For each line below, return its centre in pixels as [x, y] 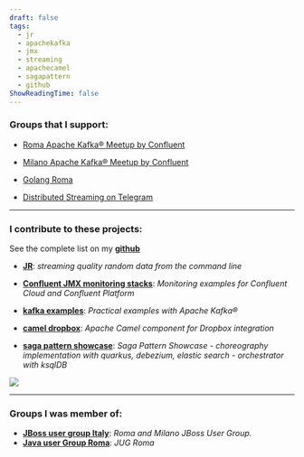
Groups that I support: [59, 125]
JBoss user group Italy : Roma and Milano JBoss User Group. [137, 434]
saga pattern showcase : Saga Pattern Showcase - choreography [145, 346]
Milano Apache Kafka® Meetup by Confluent [105, 162]
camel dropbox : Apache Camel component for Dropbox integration [148, 328]
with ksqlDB [45, 365]
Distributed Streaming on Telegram [88, 197]
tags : [19, 26]
